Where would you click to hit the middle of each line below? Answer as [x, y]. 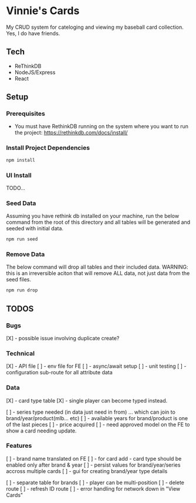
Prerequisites [26, 114]
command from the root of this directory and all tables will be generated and [98, 222]
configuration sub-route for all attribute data [59, 373]
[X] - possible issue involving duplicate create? [63, 338]
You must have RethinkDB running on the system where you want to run [102, 126]
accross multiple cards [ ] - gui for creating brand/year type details [87, 471]
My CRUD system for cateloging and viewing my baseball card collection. [95, 27]
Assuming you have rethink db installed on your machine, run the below [93, 216]
